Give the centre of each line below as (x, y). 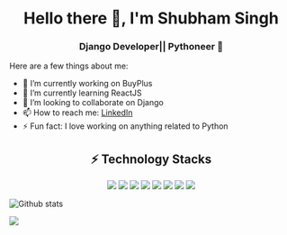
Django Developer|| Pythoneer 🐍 (151, 47)
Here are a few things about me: (69, 66)
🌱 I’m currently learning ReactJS (82, 93)
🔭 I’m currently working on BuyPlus (87, 84)
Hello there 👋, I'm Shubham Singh (151, 18)
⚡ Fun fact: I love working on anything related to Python (125, 126)
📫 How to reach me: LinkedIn (77, 113)
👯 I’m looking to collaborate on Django (93, 103)
